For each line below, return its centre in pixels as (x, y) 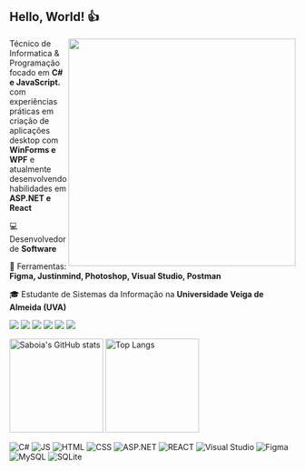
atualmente (30, 169)
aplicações (30, 130)
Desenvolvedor (38, 239)
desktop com (34, 140)
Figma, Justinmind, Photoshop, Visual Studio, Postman (115, 276)
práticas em (32, 111)
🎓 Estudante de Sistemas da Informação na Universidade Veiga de (137, 294)
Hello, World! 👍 (54, 17)
